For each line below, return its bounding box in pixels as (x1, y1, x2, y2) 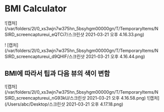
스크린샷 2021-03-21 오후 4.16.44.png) (68, 53, 145, 59)
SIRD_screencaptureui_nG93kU (4, 95, 69, 101)
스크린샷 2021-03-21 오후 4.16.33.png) (68, 31, 145, 37)
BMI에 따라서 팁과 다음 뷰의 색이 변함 (4, 69, 110, 78)
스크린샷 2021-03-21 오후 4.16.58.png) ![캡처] (69, 95, 160, 101)
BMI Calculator (4, 3, 67, 14)
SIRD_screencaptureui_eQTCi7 (4, 31, 67, 37)
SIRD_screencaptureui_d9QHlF (4, 53, 67, 59)
